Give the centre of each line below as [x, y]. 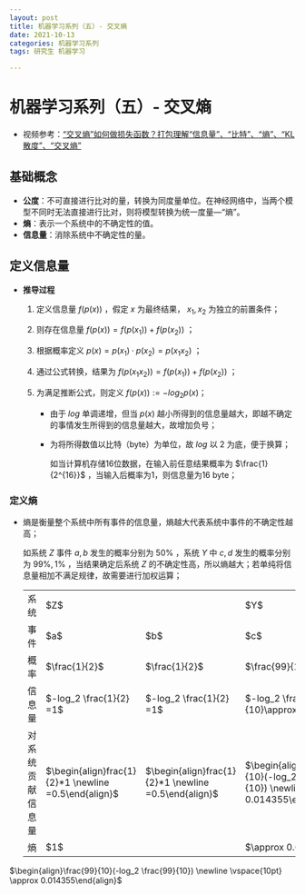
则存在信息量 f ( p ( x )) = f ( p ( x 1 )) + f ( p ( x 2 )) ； [115, 331]
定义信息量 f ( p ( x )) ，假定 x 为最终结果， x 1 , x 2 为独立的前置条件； [158, 310]
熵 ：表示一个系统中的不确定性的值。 [90, 223]
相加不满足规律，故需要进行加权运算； [110, 575]
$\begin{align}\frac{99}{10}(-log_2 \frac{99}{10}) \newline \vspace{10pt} [146, 870]
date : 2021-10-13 [42, 35]
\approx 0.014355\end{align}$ [66, 880]
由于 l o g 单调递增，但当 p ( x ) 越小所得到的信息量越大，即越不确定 [171, 413]
